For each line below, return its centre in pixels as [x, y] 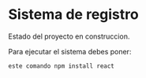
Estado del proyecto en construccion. [69, 36]
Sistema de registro [74, 15]
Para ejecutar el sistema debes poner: [70, 51]
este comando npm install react [61, 66]
